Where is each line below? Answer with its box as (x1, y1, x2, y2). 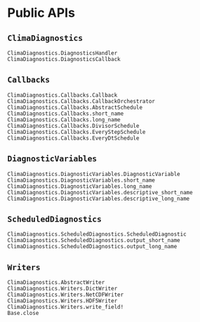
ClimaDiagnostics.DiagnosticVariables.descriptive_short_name (7, 189, 193, 196)
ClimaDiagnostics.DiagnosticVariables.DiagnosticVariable (7, 170, 180, 177)
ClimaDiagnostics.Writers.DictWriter (7, 286, 118, 293)
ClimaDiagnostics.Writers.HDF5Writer (7, 297, 118, 304)
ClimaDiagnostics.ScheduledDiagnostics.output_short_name (7, 237, 180, 244)
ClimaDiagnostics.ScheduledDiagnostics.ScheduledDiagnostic (7, 231, 187, 238)
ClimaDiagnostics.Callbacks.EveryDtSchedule (7, 135, 140, 142)
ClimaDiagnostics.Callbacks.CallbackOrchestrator (7, 98, 156, 105)
